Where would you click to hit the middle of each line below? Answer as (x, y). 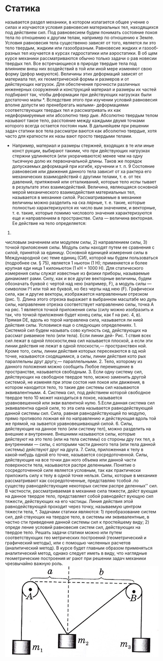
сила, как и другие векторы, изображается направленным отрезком (77, 294)
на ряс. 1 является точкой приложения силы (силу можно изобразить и (79, 309)
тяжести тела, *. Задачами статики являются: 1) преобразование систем (81, 511)
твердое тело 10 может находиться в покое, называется (64, 398)
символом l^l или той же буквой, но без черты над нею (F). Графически (80, 289)
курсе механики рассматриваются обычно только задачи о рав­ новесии (81, 58)
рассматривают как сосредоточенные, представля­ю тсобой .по (72, 481)
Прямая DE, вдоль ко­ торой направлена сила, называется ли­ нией (74, 320)
